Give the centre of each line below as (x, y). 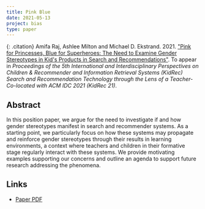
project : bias (24, 23)
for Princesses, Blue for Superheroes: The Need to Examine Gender (92, 53)
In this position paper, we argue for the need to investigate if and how (94, 120)
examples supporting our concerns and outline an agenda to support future (102, 159)
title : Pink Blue (28, 12)
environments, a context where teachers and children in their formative (96, 146)
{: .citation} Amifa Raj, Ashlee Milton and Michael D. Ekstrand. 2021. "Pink (99, 47)
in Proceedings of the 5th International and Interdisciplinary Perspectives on (102, 66)
